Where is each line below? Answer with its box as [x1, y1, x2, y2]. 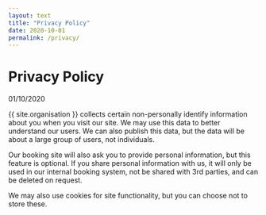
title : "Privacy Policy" [8, 19, 91, 27]
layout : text [8, 11, 52, 20]
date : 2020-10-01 [8, 26, 66, 34]
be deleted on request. [8, 175, 83, 185]
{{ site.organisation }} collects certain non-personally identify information [8, 109, 248, 119]
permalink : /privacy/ [8, 33, 80, 42]
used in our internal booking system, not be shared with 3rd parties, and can [8, 167, 259, 177]
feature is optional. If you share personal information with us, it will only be [8, 159, 252, 168]
